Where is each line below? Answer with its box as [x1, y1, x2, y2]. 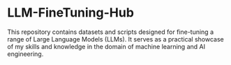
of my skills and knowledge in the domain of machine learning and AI [7, 42, 206, 50]
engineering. [7, 50, 44, 58]
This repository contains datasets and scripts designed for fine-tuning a [7, 28, 214, 36]
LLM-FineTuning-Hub [7, 5, 135, 21]
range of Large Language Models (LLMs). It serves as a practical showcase [7, 35, 225, 43]
